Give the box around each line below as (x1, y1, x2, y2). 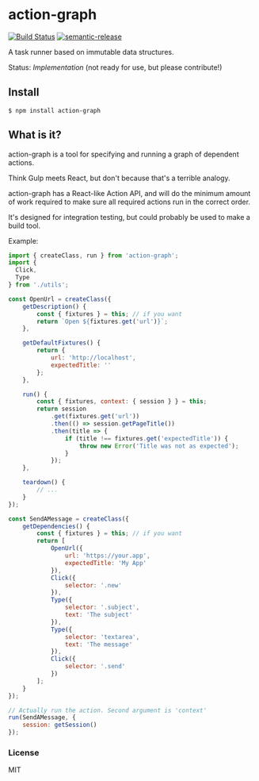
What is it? (8, 129, 62, 142)
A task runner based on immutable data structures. (8, 47, 174, 56)
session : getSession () (22, 721, 97, 729)
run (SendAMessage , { (8, 714, 77, 721)
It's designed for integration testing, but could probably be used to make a (8, 212, 251, 221)
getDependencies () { (22, 522, 90, 530)
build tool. (8, 221, 41, 230)
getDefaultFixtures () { (22, 339, 101, 347)
